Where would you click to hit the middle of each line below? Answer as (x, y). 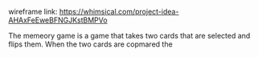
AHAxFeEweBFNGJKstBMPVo (58, 20)
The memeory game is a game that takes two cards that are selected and (129, 36)
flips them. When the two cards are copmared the (90, 44)
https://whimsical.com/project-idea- (119, 12)
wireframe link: (33, 12)
